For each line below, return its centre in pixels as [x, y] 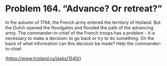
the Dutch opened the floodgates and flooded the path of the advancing [79, 27]
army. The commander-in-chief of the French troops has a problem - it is [80, 33]
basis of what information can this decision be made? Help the [69, 43]
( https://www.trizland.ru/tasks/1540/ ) [43, 58]
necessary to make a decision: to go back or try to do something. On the [80, 38]
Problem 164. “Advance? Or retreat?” [84, 9]
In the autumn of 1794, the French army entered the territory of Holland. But [83, 22]
